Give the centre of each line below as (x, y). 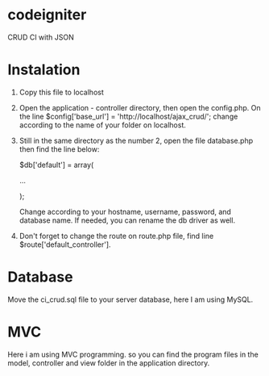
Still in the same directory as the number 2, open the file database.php (136, 140)
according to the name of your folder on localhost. (103, 125)
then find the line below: (59, 149)
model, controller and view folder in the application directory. (109, 363)
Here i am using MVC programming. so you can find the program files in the (133, 354)
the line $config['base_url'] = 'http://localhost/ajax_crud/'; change (128, 116)
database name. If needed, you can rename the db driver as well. (127, 220)
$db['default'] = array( (56, 165)
